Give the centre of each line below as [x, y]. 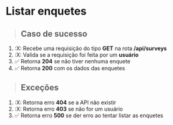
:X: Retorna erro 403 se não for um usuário [69, 109]
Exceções [40, 87]
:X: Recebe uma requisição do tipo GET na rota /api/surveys [90, 48]
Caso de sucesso [54, 34]
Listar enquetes [46, 11]
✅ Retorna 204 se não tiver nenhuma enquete [72, 61]
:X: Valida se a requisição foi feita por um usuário [76, 55]
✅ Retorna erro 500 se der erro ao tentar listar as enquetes [89, 115]
